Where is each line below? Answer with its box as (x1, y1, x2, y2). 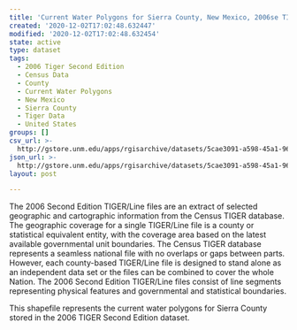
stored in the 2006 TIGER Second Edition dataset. (9, 312, 190, 323)
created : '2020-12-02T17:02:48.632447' (9, 21, 156, 30)
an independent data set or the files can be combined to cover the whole (9, 267, 274, 278)
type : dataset (9, 46, 62, 55)
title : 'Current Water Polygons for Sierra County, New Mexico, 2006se (9, 12, 278, 22)
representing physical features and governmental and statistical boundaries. (9, 286, 287, 296)
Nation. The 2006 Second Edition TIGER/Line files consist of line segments (9, 276, 282, 288)
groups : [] (9, 128, 49, 137)
